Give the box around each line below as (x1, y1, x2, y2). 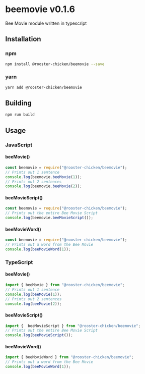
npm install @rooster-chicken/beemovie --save (5, 62, 105, 67)
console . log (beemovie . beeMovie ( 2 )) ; (5, 184, 82, 189)
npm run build (5, 112, 35, 117)
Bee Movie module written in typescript (5, 20, 87, 26)
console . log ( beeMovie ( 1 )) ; (5, 292, 62, 297)
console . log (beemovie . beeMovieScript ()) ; (5, 216, 94, 221)
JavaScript (5, 141, 33, 148)
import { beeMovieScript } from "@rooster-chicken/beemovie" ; (5, 323, 141, 329)
